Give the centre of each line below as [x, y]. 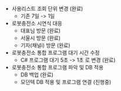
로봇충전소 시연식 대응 [37, 23]
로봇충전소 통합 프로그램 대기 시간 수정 [56, 53]
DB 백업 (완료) [37, 75]
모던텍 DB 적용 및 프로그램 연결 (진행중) [66, 82]
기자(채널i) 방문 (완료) [45, 45]
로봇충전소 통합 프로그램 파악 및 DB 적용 [58, 67]
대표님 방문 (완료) [40, 31]
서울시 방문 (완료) [40, 38]
